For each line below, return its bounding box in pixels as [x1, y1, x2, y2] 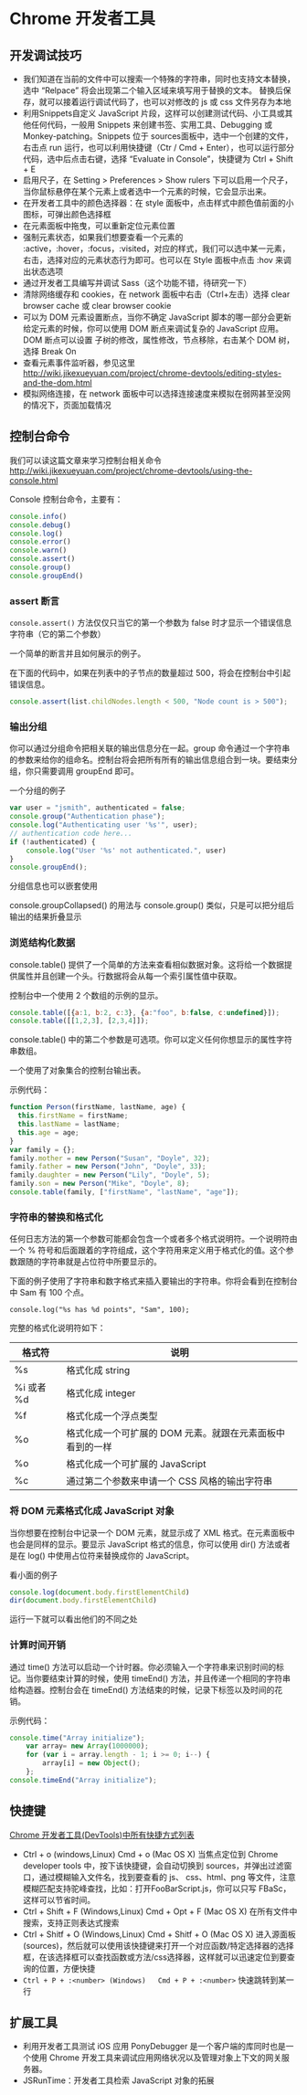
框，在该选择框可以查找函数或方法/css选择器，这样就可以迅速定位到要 [22, 1952, 288, 1963]
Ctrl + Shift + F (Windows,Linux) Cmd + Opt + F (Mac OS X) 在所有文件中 [22, 1906, 298, 1917]
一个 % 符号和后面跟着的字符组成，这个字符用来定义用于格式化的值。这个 [9, 1244, 286, 1256]
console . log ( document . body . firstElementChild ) [9, 1587, 190, 1597]
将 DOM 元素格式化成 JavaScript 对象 [9, 1505, 175, 1518]
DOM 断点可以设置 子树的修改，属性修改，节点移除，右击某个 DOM [22, 334, 277, 345]
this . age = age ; [17, 1127, 79, 1137]
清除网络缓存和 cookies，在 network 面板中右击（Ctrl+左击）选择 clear [22, 289, 291, 300]
